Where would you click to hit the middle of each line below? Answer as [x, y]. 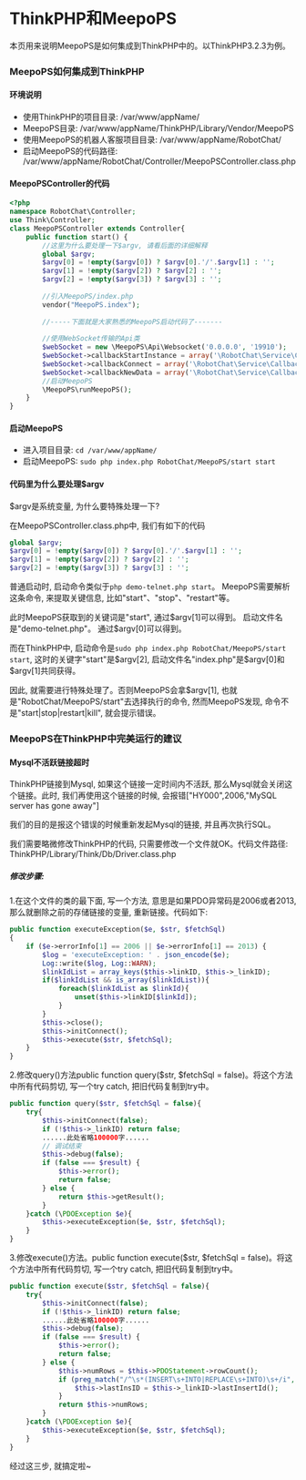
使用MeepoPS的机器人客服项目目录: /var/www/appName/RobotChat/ [152, 140]
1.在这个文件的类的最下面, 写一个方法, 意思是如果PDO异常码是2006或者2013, [153, 901]
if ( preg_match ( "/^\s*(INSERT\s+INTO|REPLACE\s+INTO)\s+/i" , [177, 1379]
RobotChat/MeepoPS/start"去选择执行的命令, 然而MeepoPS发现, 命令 [151, 701]
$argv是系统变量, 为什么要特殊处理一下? [85, 505]
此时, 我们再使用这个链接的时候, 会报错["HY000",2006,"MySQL [159, 796]
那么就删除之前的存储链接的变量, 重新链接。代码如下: [109, 913]
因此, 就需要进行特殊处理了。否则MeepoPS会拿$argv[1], [115, 690]
